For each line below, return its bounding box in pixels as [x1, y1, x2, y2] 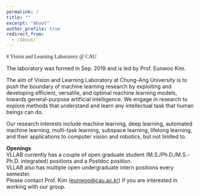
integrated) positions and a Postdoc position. [20, 157, 133, 165]
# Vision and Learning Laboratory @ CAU [6, 54, 97, 60]
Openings [6, 145, 31, 151]
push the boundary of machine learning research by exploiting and [6, 83, 172, 90]
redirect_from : [6, 31, 45, 37]
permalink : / [6, 8, 39, 15]
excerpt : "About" [6, 20, 50, 26]
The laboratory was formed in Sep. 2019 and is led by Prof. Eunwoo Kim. [6, 65, 186, 72]
